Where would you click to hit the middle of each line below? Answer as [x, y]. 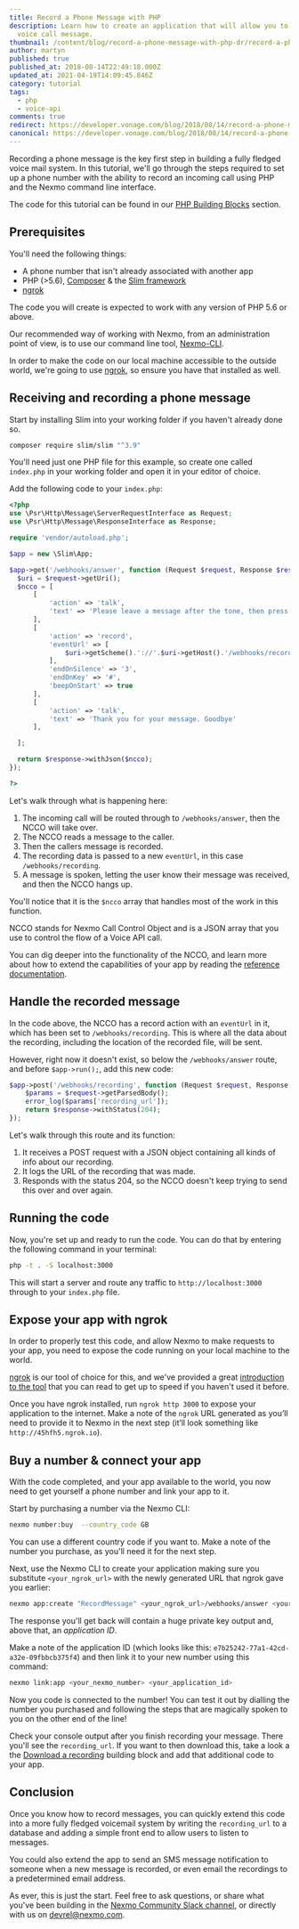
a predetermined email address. [68, 1878]
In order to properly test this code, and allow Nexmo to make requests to [142, 1341]
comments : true [37, 117]
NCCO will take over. [60, 827]
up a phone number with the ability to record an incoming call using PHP [142, 177]
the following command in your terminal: [83, 1249]
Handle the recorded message [95, 1002]
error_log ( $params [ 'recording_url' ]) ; [97, 1102]
